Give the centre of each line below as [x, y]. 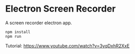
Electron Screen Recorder [60, 9]
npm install [18, 32]
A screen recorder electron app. [39, 23]
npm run [13, 36]
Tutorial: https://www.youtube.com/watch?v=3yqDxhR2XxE [68, 45]
